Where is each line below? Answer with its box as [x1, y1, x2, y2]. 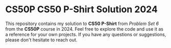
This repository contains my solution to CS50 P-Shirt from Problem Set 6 [5, 20, 159, 27]
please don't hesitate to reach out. [5, 37, 78, 43]
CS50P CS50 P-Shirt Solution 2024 [5, 4, 158, 15]
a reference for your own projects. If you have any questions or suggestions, [5, 31, 166, 37]
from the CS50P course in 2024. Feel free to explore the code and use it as [5, 26, 163, 32]
